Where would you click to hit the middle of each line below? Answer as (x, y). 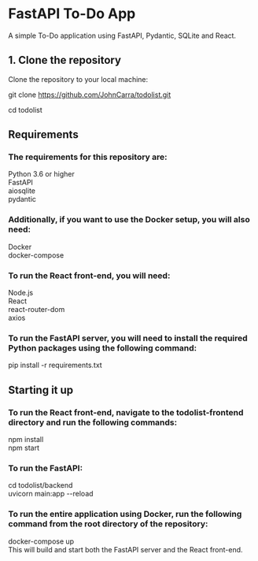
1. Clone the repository (65, 60)
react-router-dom (37, 310)
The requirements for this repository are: (88, 157)
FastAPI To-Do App (72, 14)
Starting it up (41, 390)
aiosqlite (22, 191)
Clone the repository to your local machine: (78, 79)
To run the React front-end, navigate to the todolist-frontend (126, 412)
